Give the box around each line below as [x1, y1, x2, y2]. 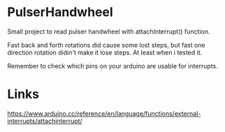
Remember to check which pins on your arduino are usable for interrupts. [7, 61, 218, 70]
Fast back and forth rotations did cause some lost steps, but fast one [7, 41, 205, 49]
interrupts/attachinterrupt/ [7, 117, 82, 125]
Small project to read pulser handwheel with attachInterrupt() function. [7, 27, 211, 36]
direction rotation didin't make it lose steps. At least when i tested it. [7, 48, 203, 57]
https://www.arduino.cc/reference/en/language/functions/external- [7, 109, 201, 117]
